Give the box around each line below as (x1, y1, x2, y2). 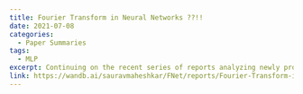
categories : (9, 30, 54, 38)
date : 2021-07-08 (9, 21, 75, 30)
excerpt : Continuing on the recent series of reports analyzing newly (9, 64, 280, 73)
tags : (9, 47, 30, 56)
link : (9, 72, 30, 81)
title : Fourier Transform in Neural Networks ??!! (9, 13, 204, 22)
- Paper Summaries (17, 38, 87, 47)
